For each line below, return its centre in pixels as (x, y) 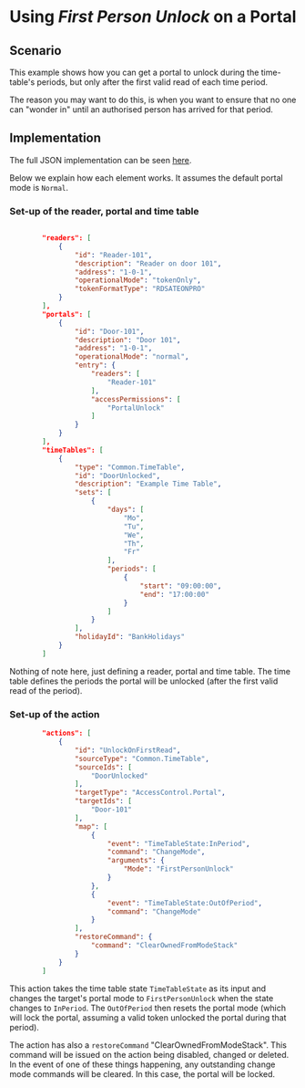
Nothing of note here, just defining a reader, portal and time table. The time (150, 671)
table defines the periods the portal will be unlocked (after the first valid (144, 681)
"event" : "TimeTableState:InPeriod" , (178, 843)
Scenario (36, 51)
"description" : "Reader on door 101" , (148, 263)
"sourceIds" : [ (103, 767)
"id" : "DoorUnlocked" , (117, 476)
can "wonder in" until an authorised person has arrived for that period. (141, 110)
